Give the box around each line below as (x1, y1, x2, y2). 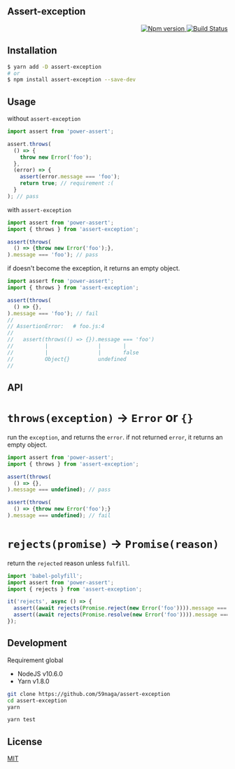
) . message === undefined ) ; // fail (7, 512, 111, 519)
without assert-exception (7, 114, 81, 123)
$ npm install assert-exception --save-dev (7, 77, 136, 84)
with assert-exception (7, 205, 72, 213)
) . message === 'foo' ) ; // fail (7, 310, 99, 317)
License (7, 735, 43, 747)
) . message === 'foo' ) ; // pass (7, 251, 99, 258)
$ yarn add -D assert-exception (7, 63, 101, 70)
